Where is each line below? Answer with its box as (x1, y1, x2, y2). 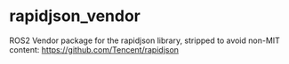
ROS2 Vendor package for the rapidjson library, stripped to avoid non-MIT (9, 35, 280, 46)
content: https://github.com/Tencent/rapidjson (9, 44, 180, 54)
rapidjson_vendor (9, 6, 140, 26)
